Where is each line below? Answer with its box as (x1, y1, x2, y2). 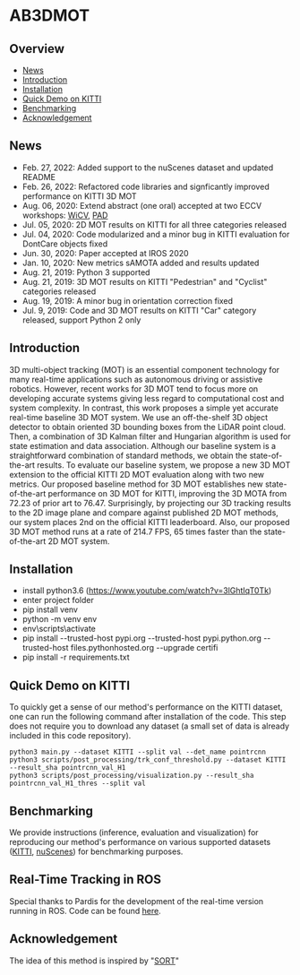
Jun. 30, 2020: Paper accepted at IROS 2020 (21, 247, 190, 258)
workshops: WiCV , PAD (21, 210, 108, 220)
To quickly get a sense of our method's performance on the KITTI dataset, (9, 702, 283, 712)
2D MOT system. (47, 535, 110, 547)
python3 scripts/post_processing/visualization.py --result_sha (9, 772, 254, 781)
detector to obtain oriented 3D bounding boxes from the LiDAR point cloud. (9, 421, 287, 432)
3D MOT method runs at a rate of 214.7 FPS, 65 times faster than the (9, 526, 262, 537)
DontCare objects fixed (21, 238, 108, 249)
